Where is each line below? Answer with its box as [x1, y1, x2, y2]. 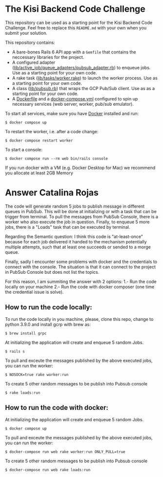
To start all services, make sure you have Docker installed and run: [5, 110, 139, 116]
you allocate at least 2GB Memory [5, 170, 73, 176]
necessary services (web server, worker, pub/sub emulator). [12, 101, 134, 107]
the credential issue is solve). [5, 289, 64, 295]
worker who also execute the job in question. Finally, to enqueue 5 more [5, 219, 150, 225]
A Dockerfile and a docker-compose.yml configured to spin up [12, 95, 138, 101]
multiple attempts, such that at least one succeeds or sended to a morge [5, 244, 151, 250]
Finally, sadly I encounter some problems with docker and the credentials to [5, 259, 158, 264]
